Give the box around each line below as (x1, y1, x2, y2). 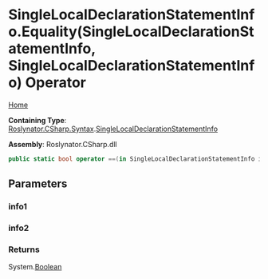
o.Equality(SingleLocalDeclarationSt (8, 22, 254, 41)
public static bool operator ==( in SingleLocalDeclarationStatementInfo (8, 154, 255, 163)
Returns (8, 244, 40, 255)
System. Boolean (8, 262, 62, 272)
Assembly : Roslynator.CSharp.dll (8, 139, 117, 149)
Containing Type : (8, 115, 67, 125)
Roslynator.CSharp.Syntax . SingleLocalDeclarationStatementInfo (8, 124, 218, 134)
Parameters (8, 177, 68, 191)
